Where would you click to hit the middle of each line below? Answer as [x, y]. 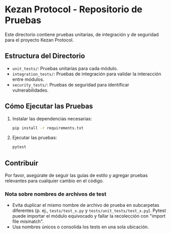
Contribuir [22, 163]
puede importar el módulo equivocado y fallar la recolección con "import [89, 216]
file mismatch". [28, 222]
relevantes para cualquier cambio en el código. [54, 181]
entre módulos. [28, 79]
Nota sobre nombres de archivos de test [56, 194]
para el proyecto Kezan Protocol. [39, 40]
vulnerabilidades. [30, 90]
